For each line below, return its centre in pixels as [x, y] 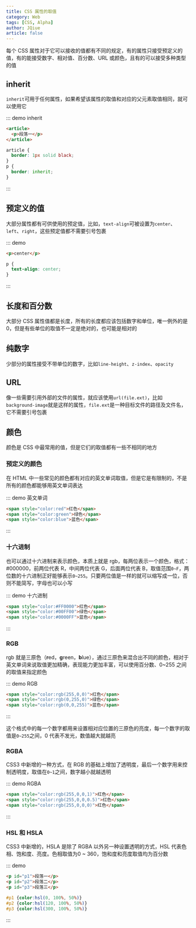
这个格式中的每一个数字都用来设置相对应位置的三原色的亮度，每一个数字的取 [98, 728]
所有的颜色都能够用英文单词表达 [44, 485]
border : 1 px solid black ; [43, 156]
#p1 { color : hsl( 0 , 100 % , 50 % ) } [44, 898]
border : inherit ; [32, 172]
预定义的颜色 [24, 464]
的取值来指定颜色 [27, 672]
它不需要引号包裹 [27, 412]
